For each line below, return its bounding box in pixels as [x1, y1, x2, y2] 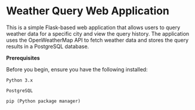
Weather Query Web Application [6, 4, 170, 18]
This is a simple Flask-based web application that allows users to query [6, 24, 181, 31]
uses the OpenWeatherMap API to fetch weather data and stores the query [6, 36, 188, 43]
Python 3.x [6, 77, 33, 83]
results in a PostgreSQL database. [6, 43, 89, 50]
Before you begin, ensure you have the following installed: [6, 65, 148, 73]
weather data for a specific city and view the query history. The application [6, 30, 190, 37]
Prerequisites [6, 54, 40, 61]
